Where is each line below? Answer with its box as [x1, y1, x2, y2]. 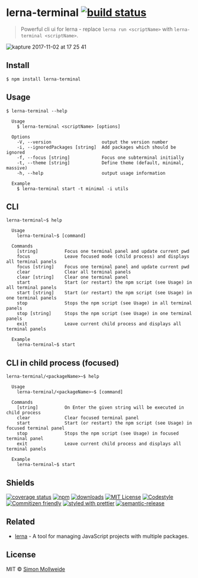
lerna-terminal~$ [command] [17, 233, 86, 239]
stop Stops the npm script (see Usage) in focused [17, 431, 179, 436]
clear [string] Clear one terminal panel [17, 274, 129, 281]
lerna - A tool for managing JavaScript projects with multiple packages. [14, 532, 189, 540]
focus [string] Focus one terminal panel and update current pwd [17, 264, 190, 270]
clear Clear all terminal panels [17, 269, 132, 275]
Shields [6, 477, 34, 488]
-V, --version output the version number [17, 139, 168, 145]
